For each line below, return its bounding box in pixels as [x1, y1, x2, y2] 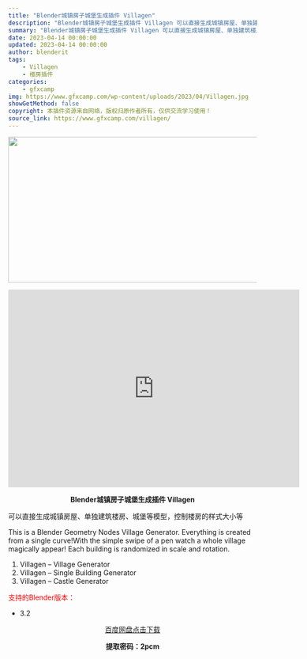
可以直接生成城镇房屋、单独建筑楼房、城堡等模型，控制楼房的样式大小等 [8, 511, 243, 521]
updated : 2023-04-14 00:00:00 [8, 41, 108, 49]
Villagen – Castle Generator [19, 576, 109, 585]
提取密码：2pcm [105, 642, 160, 651]
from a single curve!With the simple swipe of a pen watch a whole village [8, 536, 246, 545]
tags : [8, 56, 26, 64]
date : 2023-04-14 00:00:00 [8, 33, 97, 42]
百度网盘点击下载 [105, 624, 160, 634]
